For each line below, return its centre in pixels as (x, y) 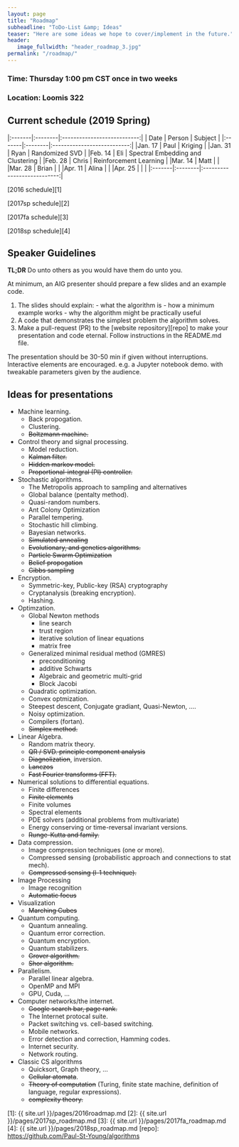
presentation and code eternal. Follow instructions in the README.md (119, 336)
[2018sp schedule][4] (39, 231)
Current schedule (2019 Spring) (79, 121)
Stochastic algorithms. (51, 480)
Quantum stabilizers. (58, 948)
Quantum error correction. (67, 934)
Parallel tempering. (56, 517)
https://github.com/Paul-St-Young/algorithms (74, 1136)
